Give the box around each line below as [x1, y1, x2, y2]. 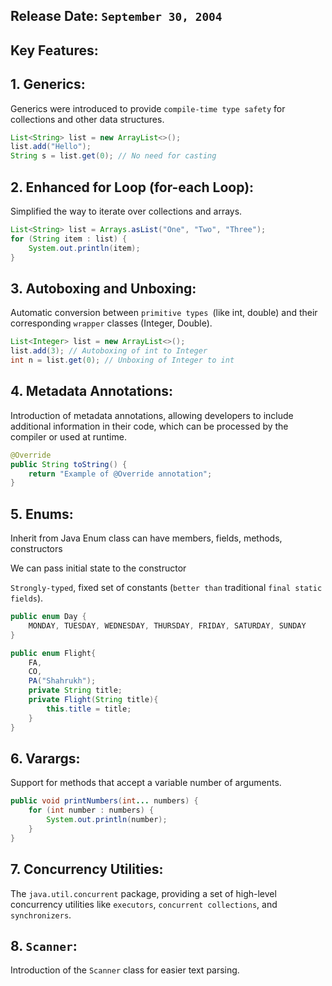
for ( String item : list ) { [10, 234, 128, 244]
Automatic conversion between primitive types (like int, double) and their [10, 307, 318, 319]
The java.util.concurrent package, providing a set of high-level [10, 887, 277, 899]
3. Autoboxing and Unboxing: [10, 280, 197, 297]
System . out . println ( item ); [28, 243, 141, 253]
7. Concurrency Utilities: [10, 861, 164, 878]
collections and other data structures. [10, 113, 165, 125]
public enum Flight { [10, 648, 97, 658]
